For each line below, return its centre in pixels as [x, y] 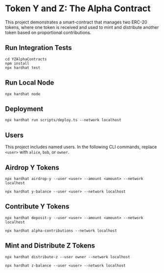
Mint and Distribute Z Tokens [50, 246]
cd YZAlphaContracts [26, 59]
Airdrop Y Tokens [32, 168]
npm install [17, 63]
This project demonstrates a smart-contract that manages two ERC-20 [76, 22]
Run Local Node [30, 83]
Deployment [24, 109]
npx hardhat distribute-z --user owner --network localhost [68, 257]
